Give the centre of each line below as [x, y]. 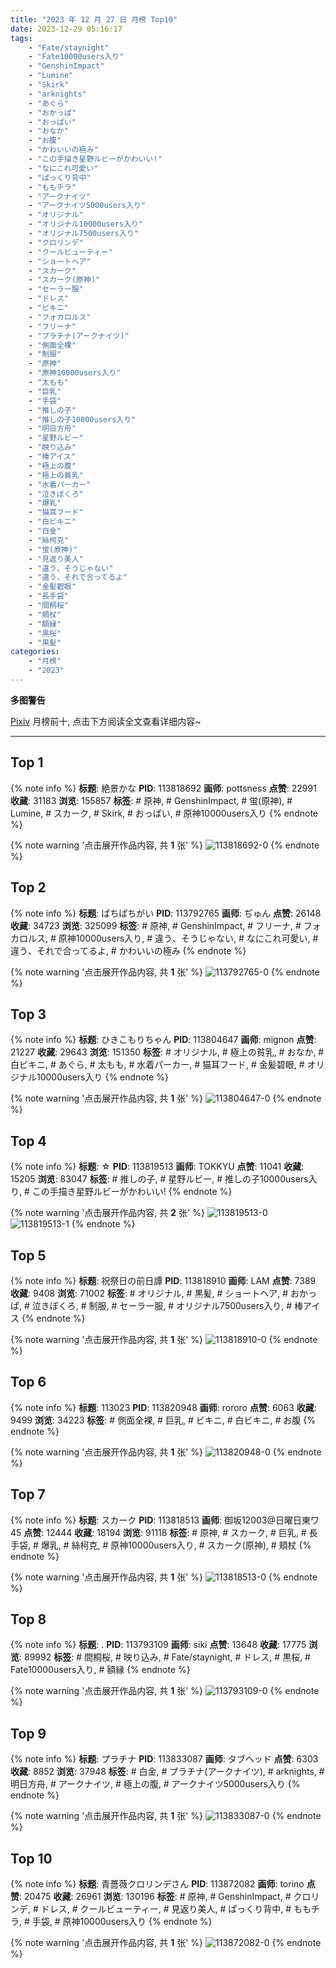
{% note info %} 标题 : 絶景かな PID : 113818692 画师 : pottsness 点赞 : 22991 [163, 788]
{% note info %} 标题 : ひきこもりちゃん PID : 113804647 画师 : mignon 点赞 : [163, 1040]
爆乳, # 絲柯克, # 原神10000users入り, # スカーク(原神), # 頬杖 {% [176, 1545]
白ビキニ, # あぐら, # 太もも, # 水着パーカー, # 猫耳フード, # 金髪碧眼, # [157, 1065]
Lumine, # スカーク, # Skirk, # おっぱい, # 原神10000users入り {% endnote [164, 813]
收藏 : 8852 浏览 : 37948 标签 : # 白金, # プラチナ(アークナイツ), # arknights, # [167, 1772]
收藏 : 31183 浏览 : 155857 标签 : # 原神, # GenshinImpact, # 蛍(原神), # [151, 800]
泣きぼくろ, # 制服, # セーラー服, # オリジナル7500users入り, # [162, 1305]
